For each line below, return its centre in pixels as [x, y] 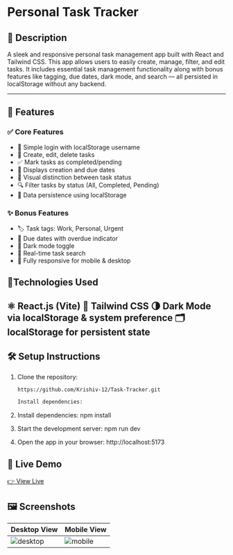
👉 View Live [26, 481]
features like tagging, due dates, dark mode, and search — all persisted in [113, 76]
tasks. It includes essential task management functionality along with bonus [115, 69]
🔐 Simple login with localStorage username [78, 147]
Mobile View [86, 529]
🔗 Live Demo [35, 464]
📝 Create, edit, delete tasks [56, 154]
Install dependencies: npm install [64, 415]
